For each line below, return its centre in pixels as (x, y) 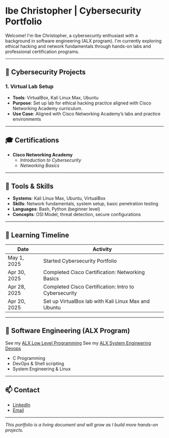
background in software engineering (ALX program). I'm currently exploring (83, 41)
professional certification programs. (42, 51)
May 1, (16, 258)
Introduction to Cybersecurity (51, 160)
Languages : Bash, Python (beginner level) (56, 209)
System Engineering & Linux (42, 369)
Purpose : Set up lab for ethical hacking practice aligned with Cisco (82, 103)
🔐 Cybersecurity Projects (46, 72)
